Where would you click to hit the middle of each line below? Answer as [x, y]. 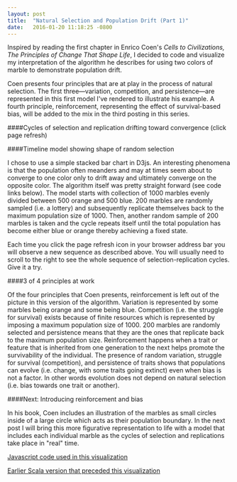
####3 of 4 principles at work [51, 281]
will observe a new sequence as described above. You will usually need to [116, 252]
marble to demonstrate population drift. [65, 70]
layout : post [27, 14]
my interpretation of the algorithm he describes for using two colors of [110, 63]
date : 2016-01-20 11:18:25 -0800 [60, 27]
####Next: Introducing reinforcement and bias [75, 400]
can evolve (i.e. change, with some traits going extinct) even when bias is [115, 370]
